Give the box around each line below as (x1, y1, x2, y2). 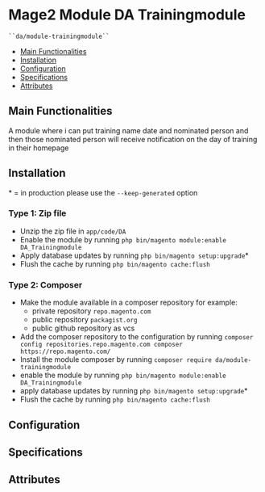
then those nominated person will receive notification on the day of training (8, 134, 258, 144)
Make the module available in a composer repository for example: (19, 297, 238, 308)
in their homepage (8, 143, 69, 153)
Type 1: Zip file (8, 208, 67, 219)
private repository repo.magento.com (31, 306, 151, 316)
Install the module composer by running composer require (19, 355, 212, 364)
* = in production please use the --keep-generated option (8, 187, 198, 197)
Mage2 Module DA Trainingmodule (8, 6, 246, 24)
